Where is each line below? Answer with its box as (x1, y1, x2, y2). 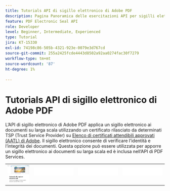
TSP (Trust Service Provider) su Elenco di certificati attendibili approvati (5, 133, 155, 139)
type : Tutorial (5, 35, 37, 40)
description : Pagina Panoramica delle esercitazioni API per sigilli (5, 13, 155, 19)
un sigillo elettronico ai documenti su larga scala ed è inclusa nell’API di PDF (5, 149, 163, 155)
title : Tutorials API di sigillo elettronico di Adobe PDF (5, 8, 133, 13)
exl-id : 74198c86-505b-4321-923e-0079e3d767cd (5, 45, 105, 50)
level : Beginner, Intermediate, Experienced (5, 29, 101, 35)
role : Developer (5, 24, 39, 29)
